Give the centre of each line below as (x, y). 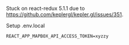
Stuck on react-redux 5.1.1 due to (45, 8)
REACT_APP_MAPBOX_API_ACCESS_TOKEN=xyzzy (57, 36)
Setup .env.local (26, 26)
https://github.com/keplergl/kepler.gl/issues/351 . (65, 14)
